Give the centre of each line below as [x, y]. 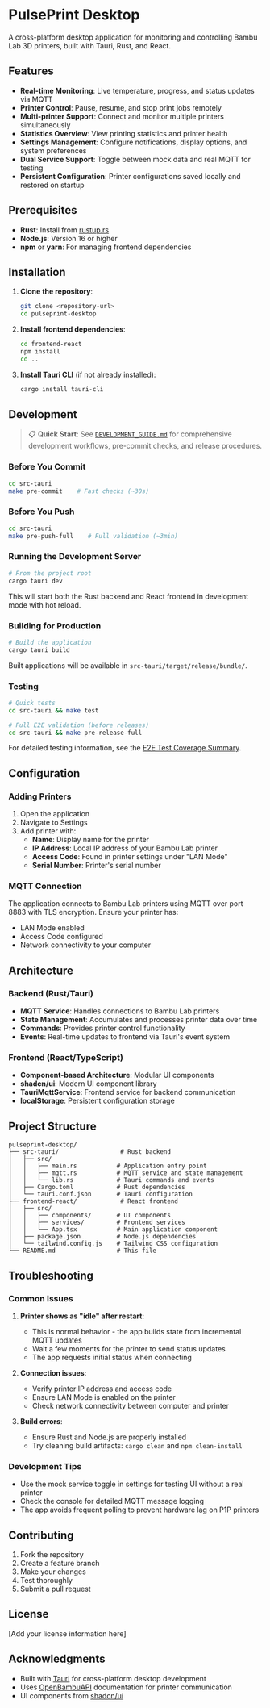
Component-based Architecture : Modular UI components [117, 1075]
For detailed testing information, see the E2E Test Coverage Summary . [125, 748]
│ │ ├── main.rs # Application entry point [108, 1166]
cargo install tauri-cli [62, 389]
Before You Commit [47, 467]
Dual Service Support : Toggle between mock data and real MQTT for [135, 159]
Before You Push [42, 512]
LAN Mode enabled [52, 928]
